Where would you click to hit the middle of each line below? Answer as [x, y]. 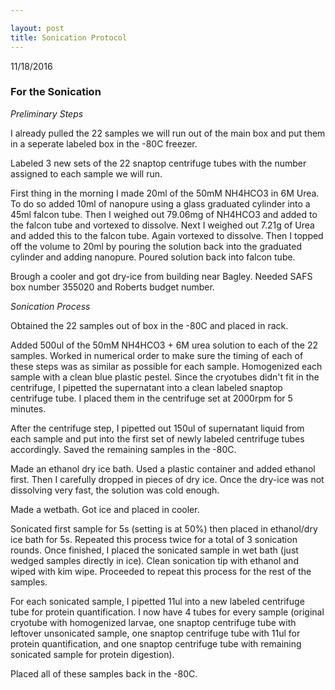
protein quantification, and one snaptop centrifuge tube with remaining [156, 643]
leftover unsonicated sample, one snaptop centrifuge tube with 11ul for [155, 633]
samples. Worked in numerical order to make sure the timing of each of [157, 355]
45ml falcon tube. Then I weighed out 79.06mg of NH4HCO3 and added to [164, 214]
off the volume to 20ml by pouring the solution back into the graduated [156, 246]
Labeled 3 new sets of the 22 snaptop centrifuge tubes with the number [158, 163]
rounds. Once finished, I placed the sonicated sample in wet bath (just [154, 550]
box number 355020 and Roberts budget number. [112, 287]
